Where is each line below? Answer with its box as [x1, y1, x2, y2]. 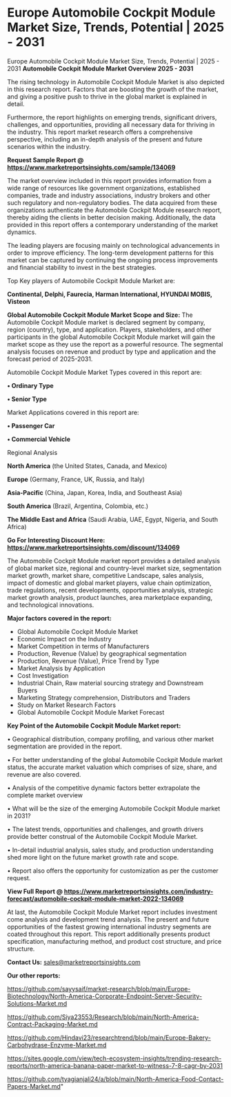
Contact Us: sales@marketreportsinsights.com [7, 958, 141, 966]
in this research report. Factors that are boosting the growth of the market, [7, 85, 219, 93]
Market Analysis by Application [17, 664, 106, 672]
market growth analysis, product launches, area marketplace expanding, [7, 593, 212, 601]
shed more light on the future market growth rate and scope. [7, 853, 179, 861]
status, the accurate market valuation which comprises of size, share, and [7, 763, 217, 771]
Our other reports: [7, 971, 61, 980]
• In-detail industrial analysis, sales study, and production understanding [7, 846, 214, 854]
